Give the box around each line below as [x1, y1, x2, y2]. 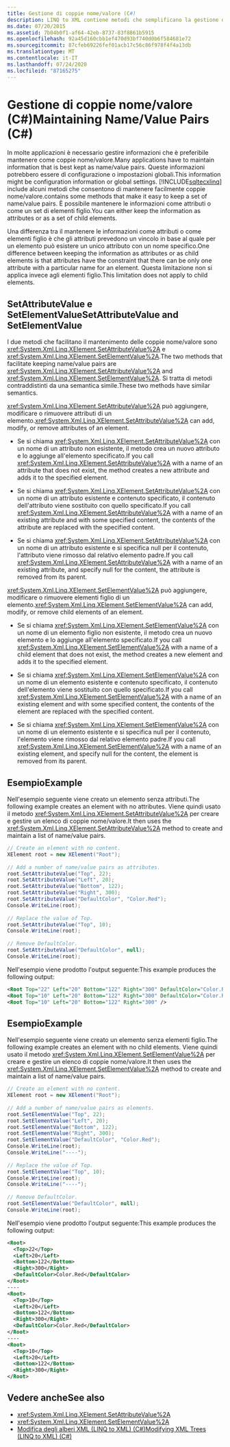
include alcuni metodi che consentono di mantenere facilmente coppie [7, 185, 206, 193]
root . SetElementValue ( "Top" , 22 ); [7, 1111, 106, 1117]
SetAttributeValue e [7, 298, 92, 310]
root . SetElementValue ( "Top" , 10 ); [7, 1168, 106, 1175]
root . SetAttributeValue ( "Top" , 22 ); [7, 870, 112, 877]
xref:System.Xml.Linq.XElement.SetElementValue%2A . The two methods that [7, 352, 223, 360]
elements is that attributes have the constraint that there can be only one [7, 256, 212, 264]
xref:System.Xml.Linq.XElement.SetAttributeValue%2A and [7, 367, 173, 375]
